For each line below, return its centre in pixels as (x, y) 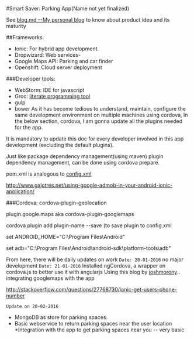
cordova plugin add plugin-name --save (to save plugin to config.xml (89, 225)
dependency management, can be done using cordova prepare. (83, 162)
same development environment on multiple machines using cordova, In (101, 115)
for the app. (29, 127)
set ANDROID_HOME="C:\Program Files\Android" (66, 237)
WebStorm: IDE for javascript (49, 90)
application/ (20, 191)
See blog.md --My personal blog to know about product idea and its (88, 20)
